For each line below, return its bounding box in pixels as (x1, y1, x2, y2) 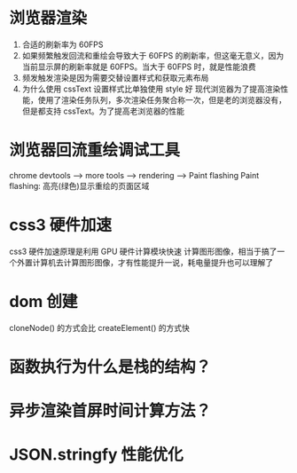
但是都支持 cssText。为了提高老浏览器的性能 (21, 106, 184, 116)
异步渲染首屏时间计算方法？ (9, 401, 212, 422)
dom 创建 (9, 292, 78, 311)
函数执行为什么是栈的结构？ (9, 357, 212, 377)
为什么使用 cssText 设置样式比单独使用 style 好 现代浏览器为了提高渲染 (21, 83, 281, 94)
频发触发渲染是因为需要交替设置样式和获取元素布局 (21, 72, 209, 83)
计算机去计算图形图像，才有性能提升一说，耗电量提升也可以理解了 (32, 256, 273, 267)
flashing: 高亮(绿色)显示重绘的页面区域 (9, 180, 150, 191)
